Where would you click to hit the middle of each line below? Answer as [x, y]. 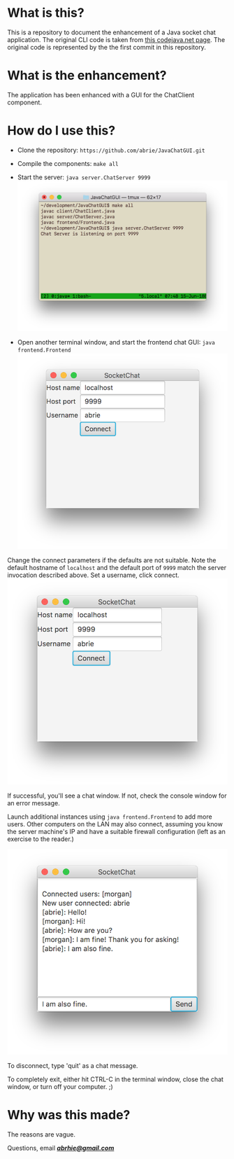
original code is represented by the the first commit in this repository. [107, 47]
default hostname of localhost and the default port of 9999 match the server [117, 568]
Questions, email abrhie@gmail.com [61, 1148]
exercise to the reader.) [41, 839]
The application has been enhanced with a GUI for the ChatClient [101, 95]
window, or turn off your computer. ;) [60, 1086]
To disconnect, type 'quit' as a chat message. [73, 1065]
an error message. [34, 803]
